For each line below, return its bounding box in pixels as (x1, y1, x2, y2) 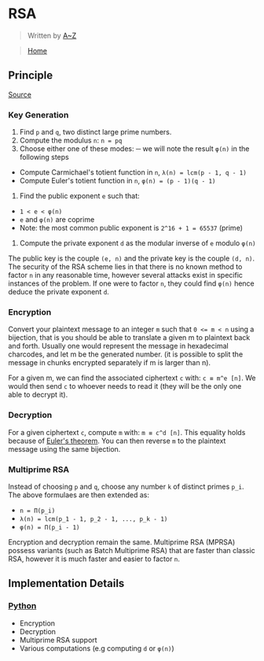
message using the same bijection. (8, 444, 121, 453)
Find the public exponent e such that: (19, 191, 140, 201)
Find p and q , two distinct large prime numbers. (19, 127, 172, 137)
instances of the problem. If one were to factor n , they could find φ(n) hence (8, 279, 255, 288)
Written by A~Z (27, 31, 77, 40)
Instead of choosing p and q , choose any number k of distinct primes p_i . (8, 482, 245, 491)
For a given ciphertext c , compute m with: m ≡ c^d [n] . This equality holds (8, 427, 246, 437)
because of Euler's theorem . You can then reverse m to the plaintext (8, 436, 226, 445)
